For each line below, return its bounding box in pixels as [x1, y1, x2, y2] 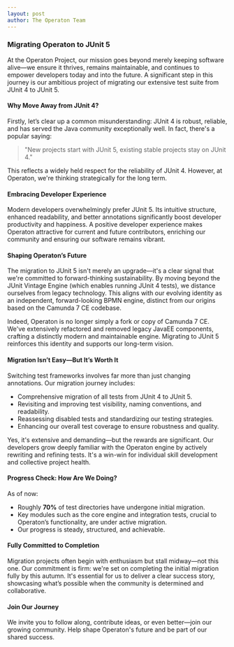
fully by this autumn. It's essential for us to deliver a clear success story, [7, 571, 215, 581]
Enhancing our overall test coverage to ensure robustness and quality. [17, 422, 219, 430]
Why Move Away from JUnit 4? [7, 101, 99, 110]
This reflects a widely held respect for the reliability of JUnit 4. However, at [7, 166, 222, 175]
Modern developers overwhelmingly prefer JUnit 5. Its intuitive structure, [7, 206, 217, 214]
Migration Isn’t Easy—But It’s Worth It [7, 356, 119, 364]
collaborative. [7, 587, 47, 595]
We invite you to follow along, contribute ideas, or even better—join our [7, 618, 212, 627]
